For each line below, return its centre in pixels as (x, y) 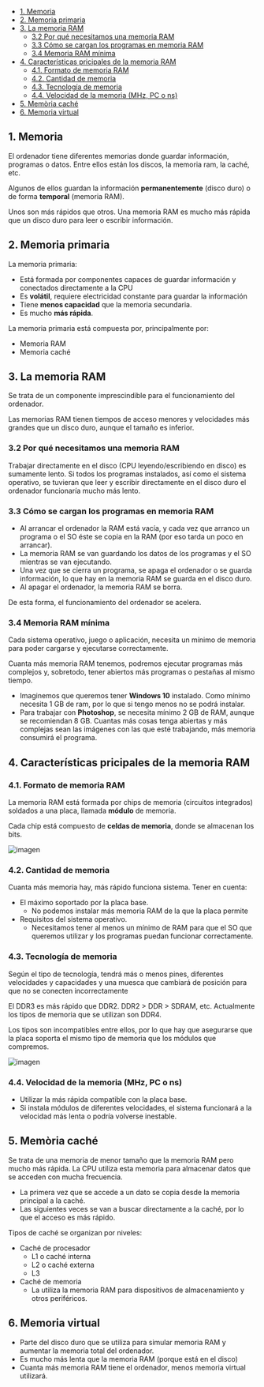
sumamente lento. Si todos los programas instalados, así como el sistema (127, 474)
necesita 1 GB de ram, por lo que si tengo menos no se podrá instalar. (132, 704)
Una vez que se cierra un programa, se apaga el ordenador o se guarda (136, 570)
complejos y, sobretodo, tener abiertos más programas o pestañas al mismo (132, 672)
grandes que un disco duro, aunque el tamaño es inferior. (101, 428)
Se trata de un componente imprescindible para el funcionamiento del (121, 396)
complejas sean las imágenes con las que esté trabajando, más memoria (138, 729)
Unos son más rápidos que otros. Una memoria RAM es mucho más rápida (129, 212)
